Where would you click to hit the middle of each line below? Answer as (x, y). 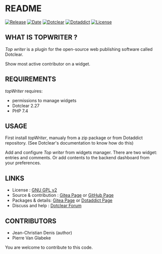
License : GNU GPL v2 (34, 190)
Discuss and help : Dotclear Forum (47, 206)
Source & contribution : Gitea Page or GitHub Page (63, 195)
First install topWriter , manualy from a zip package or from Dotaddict (74, 138)
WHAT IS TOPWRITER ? (41, 37)
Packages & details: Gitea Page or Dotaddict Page (62, 200)
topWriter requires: (24, 91)
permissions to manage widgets (44, 100)
